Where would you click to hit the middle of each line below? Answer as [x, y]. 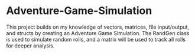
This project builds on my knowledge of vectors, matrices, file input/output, [98, 27]
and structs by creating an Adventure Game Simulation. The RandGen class [98, 33]
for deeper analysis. [30, 46]
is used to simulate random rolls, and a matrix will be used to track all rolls [96, 39]
